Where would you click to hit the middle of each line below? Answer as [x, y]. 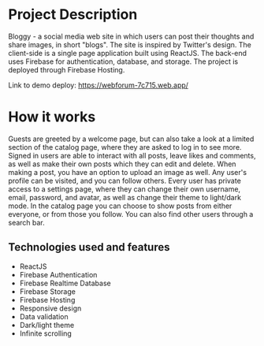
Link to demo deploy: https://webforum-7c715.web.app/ [99, 85]
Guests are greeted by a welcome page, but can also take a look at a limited [131, 139]
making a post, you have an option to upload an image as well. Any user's [127, 172]
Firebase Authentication [58, 274]
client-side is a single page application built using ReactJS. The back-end [127, 53]
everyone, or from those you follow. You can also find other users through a [131, 214]
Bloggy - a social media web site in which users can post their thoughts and [131, 36]
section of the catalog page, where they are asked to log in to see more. [125, 147]
